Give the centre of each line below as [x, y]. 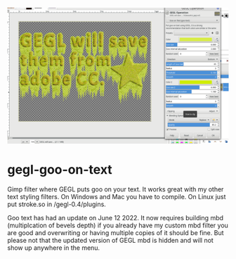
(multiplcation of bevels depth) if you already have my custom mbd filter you [118, 225]
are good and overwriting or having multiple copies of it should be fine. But [116, 233]
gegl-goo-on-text [60, 170]
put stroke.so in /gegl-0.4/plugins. [57, 204]
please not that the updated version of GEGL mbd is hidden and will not [111, 241]
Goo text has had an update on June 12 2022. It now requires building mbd [115, 218]
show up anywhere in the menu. [54, 248]
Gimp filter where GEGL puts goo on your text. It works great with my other [116, 189]
